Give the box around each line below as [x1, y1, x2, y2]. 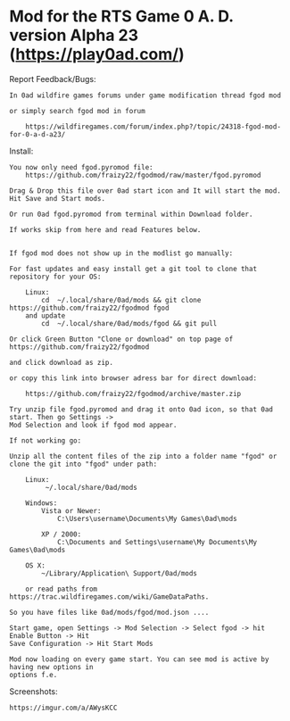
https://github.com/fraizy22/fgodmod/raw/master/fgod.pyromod [25, 170, 261, 179]
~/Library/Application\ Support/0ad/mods [41, 568, 198, 577]
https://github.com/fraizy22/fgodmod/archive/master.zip [25, 389, 242, 398]
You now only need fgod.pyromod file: [9, 162, 153, 171]
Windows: [25, 498, 58, 508]
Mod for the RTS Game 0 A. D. [9, 6, 234, 27]
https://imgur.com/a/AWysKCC [9, 703, 118, 712]
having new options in [9, 662, 94, 671]
